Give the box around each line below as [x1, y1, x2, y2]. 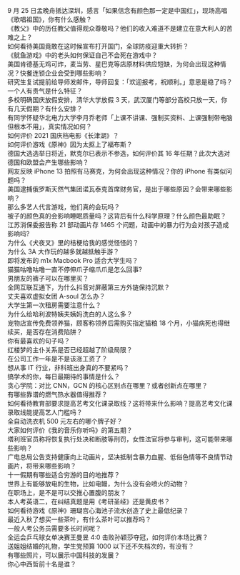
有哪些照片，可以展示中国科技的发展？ [7, 551, 120, 559]
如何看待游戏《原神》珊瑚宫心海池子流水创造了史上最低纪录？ [7, 506, 189, 514]
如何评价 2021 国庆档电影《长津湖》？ [7, 131, 119, 139]
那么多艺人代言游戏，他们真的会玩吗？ [7, 203, 120, 211]
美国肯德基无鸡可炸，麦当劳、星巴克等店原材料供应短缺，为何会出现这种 [7, 60, 220, 68]
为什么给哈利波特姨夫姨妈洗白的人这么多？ [7, 310, 133, 318]
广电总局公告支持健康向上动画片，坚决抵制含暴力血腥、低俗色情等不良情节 [7, 453, 226, 461]
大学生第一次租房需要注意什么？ [7, 301, 101, 309]
